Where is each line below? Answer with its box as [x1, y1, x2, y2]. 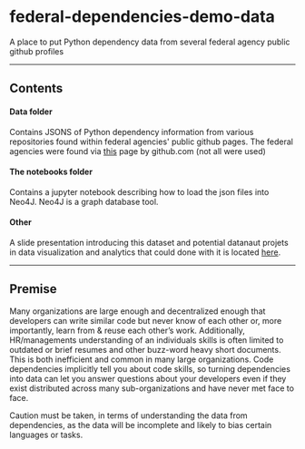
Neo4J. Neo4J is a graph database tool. [9, 196, 159, 207]
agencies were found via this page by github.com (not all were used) [9, 145, 266, 156]
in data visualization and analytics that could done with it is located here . [9, 247, 281, 258]
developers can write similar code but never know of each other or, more [9, 315, 282, 326]
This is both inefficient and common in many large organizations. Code [9, 354, 274, 365]
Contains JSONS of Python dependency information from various [9, 126, 254, 137]
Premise [9, 281, 57, 297]
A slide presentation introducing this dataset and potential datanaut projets [9, 237, 289, 248]
